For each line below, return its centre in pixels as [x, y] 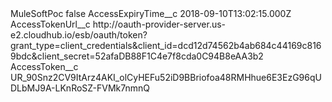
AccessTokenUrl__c [50, 24]
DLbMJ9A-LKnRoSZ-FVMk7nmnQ [80, 88]
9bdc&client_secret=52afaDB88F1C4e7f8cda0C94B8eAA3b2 [137, 56]
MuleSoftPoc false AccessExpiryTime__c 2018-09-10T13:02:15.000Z [151, 13]
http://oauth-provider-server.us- [159, 24]
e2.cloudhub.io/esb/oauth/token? [79, 35]
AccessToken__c [44, 66]
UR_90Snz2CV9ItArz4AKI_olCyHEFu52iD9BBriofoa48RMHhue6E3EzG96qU [166, 77]
